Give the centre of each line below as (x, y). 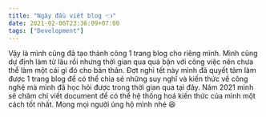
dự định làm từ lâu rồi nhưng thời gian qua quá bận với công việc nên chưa (131, 62)
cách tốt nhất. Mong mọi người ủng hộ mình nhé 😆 (92, 104)
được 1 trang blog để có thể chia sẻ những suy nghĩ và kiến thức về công (128, 79)
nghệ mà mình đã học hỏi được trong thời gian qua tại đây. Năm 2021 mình (131, 87)
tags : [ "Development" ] (46, 30)
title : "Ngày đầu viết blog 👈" (62, 16)
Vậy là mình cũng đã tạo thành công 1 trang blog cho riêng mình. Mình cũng (133, 54)
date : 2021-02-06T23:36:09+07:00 (64, 23)
